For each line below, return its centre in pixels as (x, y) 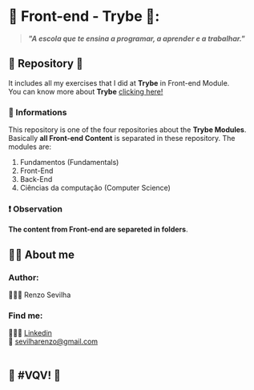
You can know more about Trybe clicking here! (86, 91)
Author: (24, 277)
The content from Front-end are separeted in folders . (98, 229)
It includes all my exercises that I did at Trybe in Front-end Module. (119, 82)
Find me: (26, 316)
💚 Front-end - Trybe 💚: (84, 16)
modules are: (30, 147)
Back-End (36, 179)
